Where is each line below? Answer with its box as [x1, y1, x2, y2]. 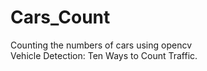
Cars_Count [10, 6, 111, 29]
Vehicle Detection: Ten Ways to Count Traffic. [10, 49, 198, 61]
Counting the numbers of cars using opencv [10, 39, 192, 51]
